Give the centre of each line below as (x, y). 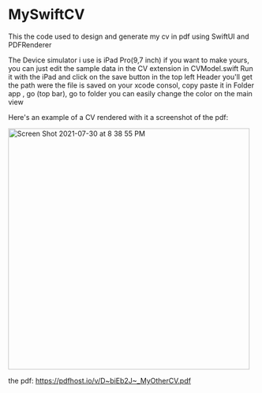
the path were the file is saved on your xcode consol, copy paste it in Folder (131, 85)
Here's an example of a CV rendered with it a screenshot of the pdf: (118, 117)
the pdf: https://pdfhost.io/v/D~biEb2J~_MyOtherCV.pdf (100, 380)
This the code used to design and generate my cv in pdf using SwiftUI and (129, 36)
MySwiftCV (47, 15)
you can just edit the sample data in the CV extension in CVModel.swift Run (131, 68)
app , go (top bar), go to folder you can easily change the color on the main (130, 93)
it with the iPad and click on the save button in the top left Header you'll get (130, 77)
